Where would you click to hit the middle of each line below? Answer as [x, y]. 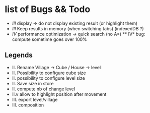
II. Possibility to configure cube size [49, 73]
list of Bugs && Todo [48, 9]
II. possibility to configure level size [48, 78]
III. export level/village [35, 99]
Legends [19, 55]
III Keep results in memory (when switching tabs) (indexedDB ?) [78, 28]
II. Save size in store [33, 83]
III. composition [28, 105]
